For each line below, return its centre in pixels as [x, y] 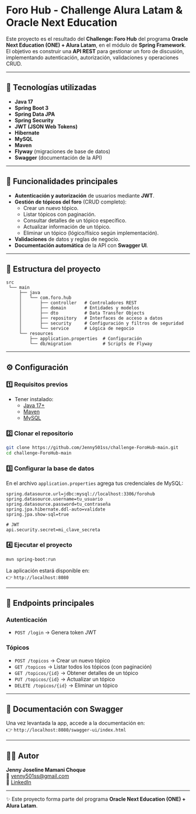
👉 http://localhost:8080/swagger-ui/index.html [66, 730]
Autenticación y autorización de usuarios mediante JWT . [84, 195]
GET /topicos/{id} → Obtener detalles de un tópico [76, 672]
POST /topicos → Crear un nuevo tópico [62, 660]
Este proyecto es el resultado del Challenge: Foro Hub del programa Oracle [97, 39]
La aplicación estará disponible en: [48, 570]
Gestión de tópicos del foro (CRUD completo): [71, 202]
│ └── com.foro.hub [45, 298]
